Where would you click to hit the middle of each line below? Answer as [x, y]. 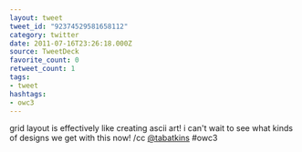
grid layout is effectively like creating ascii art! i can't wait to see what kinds [151, 128]
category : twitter [44, 35]
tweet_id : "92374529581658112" [69, 26]
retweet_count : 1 [42, 69]
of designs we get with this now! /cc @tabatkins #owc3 [114, 138]
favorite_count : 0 [44, 60]
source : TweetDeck [44, 52]
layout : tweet [36, 18]
